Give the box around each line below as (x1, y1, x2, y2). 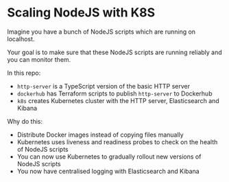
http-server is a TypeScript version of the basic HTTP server (16, 82, 191, 90)
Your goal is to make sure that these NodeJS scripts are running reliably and (7, 48, 223, 56)
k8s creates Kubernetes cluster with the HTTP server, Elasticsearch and (16, 96, 219, 104)
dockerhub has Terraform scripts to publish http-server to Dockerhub (16, 89, 213, 98)
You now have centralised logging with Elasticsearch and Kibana (16, 167, 200, 175)
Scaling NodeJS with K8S (7, 5, 156, 21)
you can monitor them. (7, 55, 71, 63)
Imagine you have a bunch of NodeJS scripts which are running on (7, 27, 196, 36)
